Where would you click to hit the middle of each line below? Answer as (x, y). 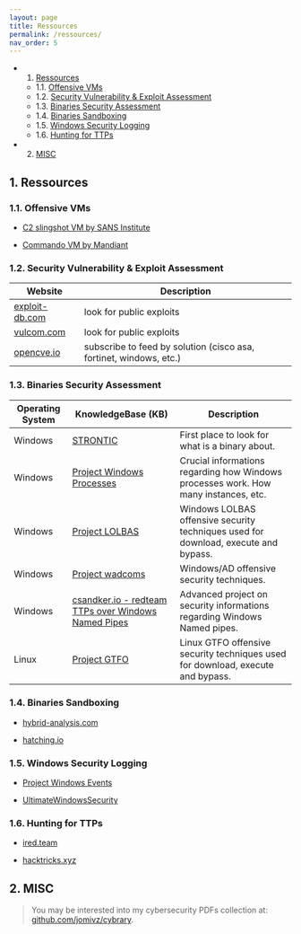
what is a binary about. (228, 445)
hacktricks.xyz (49, 860)
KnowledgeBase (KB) (121, 414)
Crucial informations (222, 461)
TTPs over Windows (115, 611)
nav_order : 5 (34, 43)
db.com (30, 318)
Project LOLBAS (106, 531)
